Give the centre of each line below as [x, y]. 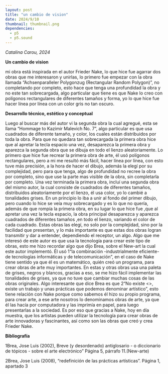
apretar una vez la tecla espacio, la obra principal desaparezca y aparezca [82, 214]
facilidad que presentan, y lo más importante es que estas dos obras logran [83, 230]
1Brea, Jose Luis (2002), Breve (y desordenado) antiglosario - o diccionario [83, 345]
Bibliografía [18, 336]
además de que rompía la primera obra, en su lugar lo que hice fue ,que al [81, 209]
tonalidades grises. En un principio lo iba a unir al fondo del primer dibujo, [81, 198]
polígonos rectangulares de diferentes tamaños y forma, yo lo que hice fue [82, 98]
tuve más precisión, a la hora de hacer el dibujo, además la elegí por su [79, 166]
